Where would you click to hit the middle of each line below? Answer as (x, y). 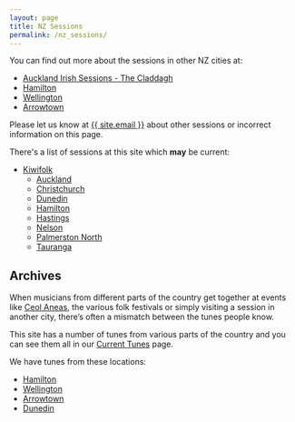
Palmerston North (69, 237)
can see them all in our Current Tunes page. (92, 344)
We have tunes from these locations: (78, 362)
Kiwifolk (37, 170)
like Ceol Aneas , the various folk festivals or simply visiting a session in (142, 307)
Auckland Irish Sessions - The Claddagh (98, 78)
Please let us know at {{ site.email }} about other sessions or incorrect (140, 125)
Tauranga (54, 247)
